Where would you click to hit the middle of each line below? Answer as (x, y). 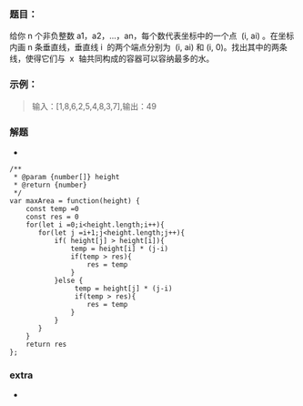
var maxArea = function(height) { (75, 201)
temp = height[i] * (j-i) (120, 249)
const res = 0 (52, 217)
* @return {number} (50, 185)
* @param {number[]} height (66, 177)
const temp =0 (52, 208)
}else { (69, 280)
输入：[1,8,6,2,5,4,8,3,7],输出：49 (94, 106)
